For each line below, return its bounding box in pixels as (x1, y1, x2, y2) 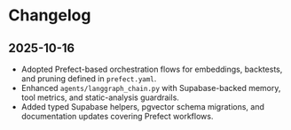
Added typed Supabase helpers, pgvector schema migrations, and (20, 102, 265, 111)
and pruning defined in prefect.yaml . (20, 73, 157, 84)
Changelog (8, 5, 91, 26)
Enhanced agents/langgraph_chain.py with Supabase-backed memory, (20, 83, 281, 93)
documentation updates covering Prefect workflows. (20, 111, 214, 121)
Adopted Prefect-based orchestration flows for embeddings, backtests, (20, 64, 283, 74)
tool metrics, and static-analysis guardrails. (20, 92, 179, 103)
